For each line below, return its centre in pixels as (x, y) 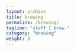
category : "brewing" (32, 33)
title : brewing (25, 17)
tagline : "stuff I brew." (38, 28)
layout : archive (26, 11)
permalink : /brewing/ (33, 22)
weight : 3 (18, 39)
